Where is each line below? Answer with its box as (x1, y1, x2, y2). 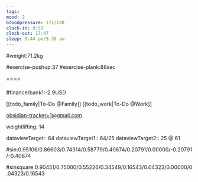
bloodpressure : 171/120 (6, 19, 65, 25)
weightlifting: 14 (6, 123, 45, 130)
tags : (6, 8, 20, 15)
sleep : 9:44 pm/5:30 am (6, 36, 65, 42)
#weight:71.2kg (6, 52, 43, 59)
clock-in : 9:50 (6, 25, 44, 31)
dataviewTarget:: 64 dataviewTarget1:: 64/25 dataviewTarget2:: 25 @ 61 (6, 135, 180, 141)
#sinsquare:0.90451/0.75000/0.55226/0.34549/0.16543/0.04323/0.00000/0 (6, 164, 193, 171)
